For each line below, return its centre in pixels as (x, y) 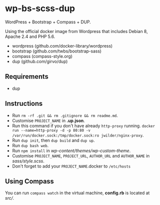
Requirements (27, 77)
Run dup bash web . (30, 145)
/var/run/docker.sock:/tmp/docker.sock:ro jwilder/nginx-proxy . (78, 135)
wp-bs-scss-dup (40, 9)
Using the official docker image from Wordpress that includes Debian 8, (76, 31)
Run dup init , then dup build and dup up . (53, 140)
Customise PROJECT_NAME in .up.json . (48, 120)
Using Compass (30, 181)
